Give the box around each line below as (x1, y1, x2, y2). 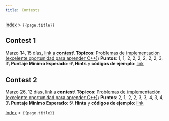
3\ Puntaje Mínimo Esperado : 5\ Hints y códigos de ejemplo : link (5, 100, 144, 106)
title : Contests (5, 7, 40, 13)
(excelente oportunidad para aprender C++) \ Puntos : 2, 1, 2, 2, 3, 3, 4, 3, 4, (5, 94, 164, 101)
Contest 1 (5, 36, 36, 45)
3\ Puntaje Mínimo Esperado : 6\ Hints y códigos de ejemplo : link (5, 61, 144, 67)
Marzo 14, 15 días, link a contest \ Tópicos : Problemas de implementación (5, 50, 160, 56)
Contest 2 (5, 75, 37, 84)
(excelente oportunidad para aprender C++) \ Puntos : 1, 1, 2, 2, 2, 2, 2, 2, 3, (5, 55, 163, 61)
